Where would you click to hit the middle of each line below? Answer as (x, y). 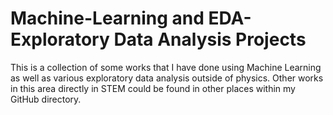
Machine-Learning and (107, 18)
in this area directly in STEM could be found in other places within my (153, 88)
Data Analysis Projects (210, 39)
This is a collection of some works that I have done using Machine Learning (166, 67)
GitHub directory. (46, 99)
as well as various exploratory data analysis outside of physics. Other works (167, 78)
